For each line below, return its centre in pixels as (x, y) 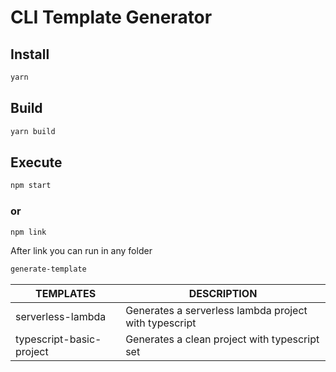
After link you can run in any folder (81, 251)
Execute (36, 162)
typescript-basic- (58, 339)
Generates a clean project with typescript (222, 339)
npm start (31, 186)
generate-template (48, 269)
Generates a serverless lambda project (216, 311)
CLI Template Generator (111, 17)
